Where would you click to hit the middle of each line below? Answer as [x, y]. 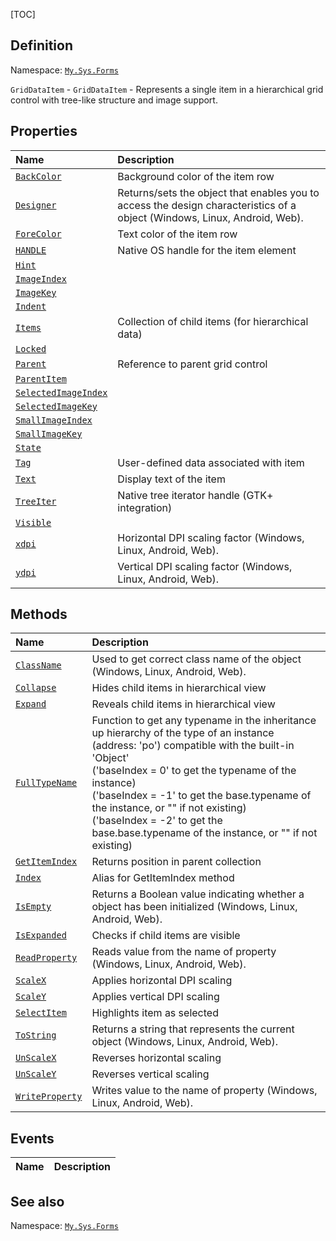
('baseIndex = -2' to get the [157, 821]
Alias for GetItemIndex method [163, 878]
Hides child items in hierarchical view [179, 688]
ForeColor [38, 233]
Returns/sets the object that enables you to [218, 192]
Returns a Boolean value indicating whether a [198, 894]
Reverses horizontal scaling [156, 1058]
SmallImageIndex [54, 420]
